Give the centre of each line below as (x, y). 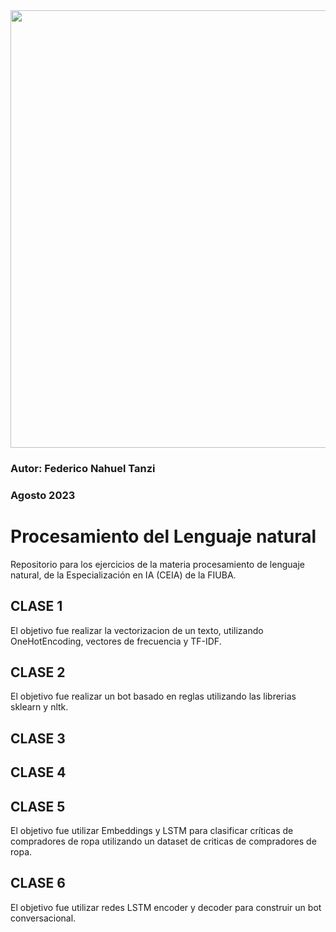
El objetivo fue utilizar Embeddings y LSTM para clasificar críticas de (152, 830)
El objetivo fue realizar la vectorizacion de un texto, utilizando (137, 630)
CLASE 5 (38, 806)
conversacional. (43, 918)
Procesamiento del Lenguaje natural (163, 536)
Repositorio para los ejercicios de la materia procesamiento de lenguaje (157, 564)
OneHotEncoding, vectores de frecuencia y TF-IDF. (116, 641)
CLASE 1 (36, 606)
